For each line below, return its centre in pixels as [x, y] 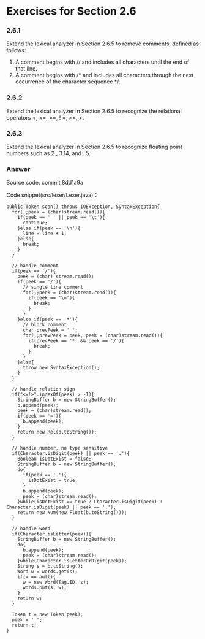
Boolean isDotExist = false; [54, 459]
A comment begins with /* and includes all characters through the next [104, 75]
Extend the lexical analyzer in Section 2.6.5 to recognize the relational [94, 111]
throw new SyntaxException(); [61, 368]
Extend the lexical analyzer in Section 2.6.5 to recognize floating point [94, 147]
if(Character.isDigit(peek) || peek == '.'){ [71, 454]
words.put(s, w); [45, 588]
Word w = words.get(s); [48, 572]
